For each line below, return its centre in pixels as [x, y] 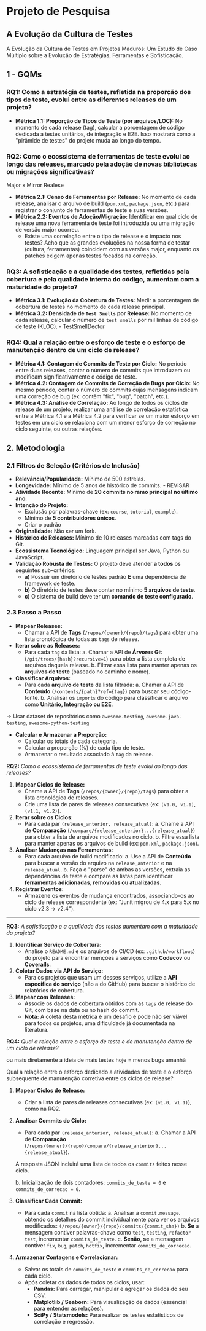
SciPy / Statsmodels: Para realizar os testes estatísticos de [109, 1315]
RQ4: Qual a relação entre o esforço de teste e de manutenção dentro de [99, 1041]
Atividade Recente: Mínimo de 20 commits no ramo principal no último [106, 492]
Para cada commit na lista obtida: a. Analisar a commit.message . [102, 1212]
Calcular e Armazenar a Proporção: [61, 734]
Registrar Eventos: [40, 889]
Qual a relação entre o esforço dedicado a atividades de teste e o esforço [99, 1072]
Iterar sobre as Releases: [48, 645]
